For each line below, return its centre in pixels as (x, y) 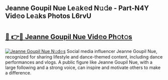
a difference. (18, 73)
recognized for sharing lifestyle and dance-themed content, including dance (84, 57)
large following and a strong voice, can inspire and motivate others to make (83, 67)
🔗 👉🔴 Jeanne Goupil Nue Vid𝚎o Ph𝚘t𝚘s (69, 37)
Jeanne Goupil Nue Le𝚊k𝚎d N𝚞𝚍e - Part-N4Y (77, 8)
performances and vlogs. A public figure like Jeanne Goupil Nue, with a (79, 62)
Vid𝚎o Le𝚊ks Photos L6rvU (48, 16)
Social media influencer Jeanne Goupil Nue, (112, 51)
